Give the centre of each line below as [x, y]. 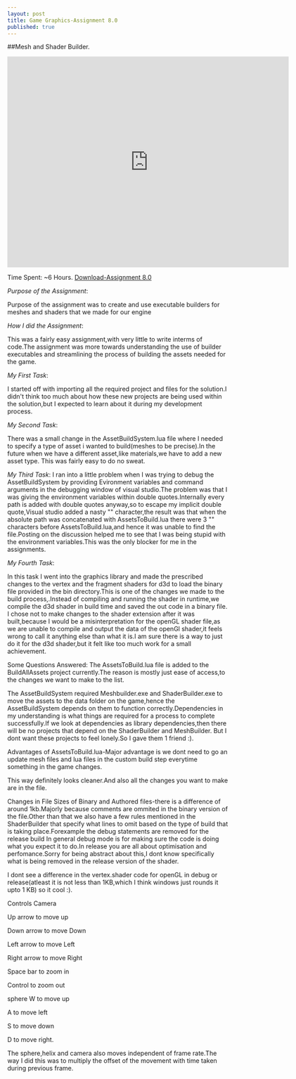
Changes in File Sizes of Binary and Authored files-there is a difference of [114, 801]
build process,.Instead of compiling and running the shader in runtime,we [113, 599]
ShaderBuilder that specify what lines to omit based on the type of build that [118, 824]
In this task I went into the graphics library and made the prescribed [105, 576]
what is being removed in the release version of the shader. [93, 861]
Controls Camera [32, 903]
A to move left [27, 1012]
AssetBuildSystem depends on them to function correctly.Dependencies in [115, 709]
